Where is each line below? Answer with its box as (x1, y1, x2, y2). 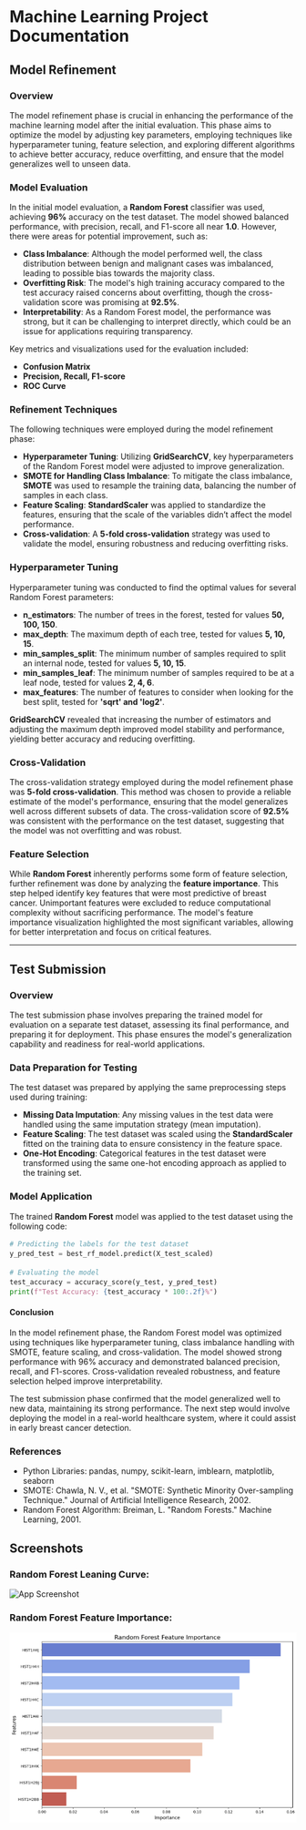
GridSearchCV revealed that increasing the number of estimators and (9, 713, 271, 725)
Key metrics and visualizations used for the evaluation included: (9, 343, 249, 354)
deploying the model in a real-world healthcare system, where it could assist (9, 1413, 296, 1424)
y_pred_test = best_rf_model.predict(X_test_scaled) (9, 1249, 214, 1258)
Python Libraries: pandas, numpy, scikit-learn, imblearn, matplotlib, (22, 1466, 275, 1477)
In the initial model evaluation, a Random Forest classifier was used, (9, 202, 266, 213)
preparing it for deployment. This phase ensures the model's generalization (9, 1029, 292, 1040)
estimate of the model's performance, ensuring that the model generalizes (9, 796, 289, 807)
